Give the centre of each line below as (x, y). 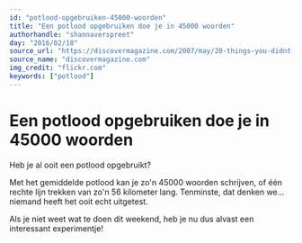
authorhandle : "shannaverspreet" (72, 34)
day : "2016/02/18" (44, 43)
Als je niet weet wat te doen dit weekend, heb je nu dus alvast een (132, 219)
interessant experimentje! (56, 228)
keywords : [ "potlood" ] (52, 76)
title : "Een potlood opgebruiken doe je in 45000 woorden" (122, 26)
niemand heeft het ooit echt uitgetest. (79, 201)
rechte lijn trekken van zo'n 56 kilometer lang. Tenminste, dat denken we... (147, 192)
